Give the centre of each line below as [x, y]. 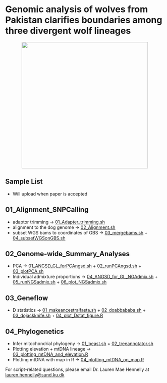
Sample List [24, 182]
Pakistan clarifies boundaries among [84, 20]
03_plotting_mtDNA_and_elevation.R [50, 354]
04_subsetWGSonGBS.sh [39, 238]
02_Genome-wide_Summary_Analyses [68, 254]
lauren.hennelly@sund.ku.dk [35, 375]
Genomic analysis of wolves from [77, 9]
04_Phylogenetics [35, 331]
